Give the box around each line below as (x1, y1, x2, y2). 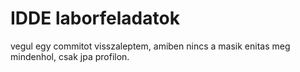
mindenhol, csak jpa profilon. (10, 50, 130, 62)
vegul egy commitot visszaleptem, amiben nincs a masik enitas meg (10, 40, 291, 52)
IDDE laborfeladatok (10, 7, 180, 30)
